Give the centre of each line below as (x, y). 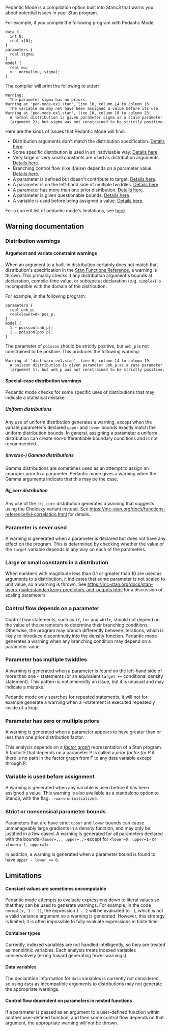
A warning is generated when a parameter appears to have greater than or (83, 732)
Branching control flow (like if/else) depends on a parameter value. (83, 168)
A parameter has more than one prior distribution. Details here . (78, 190)
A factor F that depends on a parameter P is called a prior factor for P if (80, 753)
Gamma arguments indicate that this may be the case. (62, 479)
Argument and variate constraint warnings (51, 253)
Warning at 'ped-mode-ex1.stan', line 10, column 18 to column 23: (78, 113)
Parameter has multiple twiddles (46, 660)
